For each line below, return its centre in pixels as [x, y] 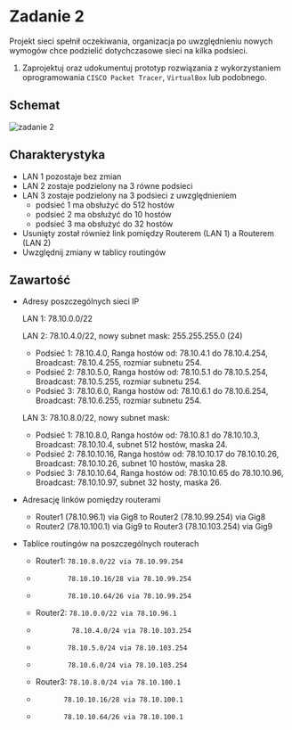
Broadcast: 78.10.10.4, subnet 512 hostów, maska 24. [131, 445]
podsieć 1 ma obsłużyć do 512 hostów [105, 205]
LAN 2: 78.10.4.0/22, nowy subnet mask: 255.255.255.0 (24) [132, 336]
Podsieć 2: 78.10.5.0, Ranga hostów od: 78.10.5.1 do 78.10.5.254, [152, 373]
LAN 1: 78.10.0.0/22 [57, 319]
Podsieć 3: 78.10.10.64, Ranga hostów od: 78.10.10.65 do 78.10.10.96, [159, 473]
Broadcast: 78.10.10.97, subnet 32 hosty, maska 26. [129, 482]
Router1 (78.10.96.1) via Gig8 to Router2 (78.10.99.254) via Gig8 [150, 517]
